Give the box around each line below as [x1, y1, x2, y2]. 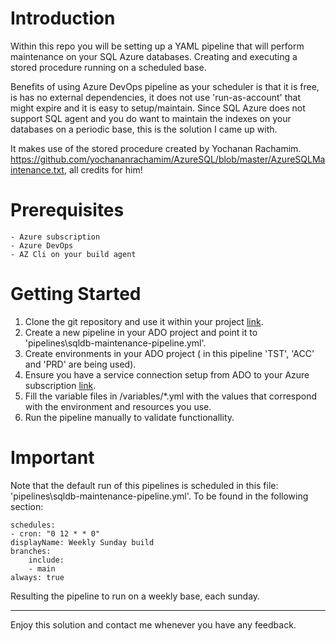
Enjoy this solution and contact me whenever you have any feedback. [10, 618, 297, 631]
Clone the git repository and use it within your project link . [24, 315, 264, 327]
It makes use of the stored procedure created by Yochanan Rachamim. [10, 142, 302, 154]
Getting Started [10, 283, 142, 306]
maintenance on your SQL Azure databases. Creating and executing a [10, 50, 298, 62]
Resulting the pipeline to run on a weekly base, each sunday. [10, 590, 261, 602]
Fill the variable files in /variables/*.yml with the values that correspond [24, 390, 318, 402]
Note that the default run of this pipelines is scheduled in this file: [10, 479, 279, 491]
